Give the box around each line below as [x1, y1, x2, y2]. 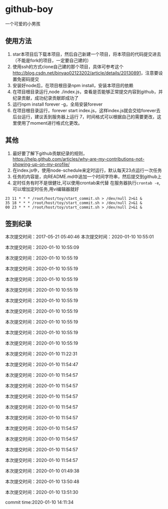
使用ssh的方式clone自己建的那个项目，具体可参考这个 [12, 64, 124, 70]
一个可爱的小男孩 [5, 21, 41, 27]
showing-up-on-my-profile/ [12, 161, 70, 167]
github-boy [5, 4, 54, 15]
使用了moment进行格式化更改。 [17, 120, 83, 126]
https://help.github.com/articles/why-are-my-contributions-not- [12, 156, 144, 162]
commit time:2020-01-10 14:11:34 [5, 499, 74, 505]
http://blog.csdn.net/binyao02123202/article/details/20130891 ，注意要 [12, 70, 159, 76]
